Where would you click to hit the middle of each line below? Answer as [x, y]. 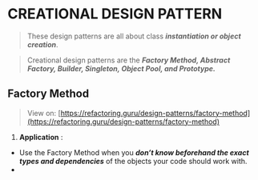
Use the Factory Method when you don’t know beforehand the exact [134, 152]
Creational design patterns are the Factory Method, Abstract [129, 60]
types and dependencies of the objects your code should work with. [133, 161]
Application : [41, 137]
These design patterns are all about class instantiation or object [134, 36]
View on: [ [44, 113]
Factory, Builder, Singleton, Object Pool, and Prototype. [121, 68]
